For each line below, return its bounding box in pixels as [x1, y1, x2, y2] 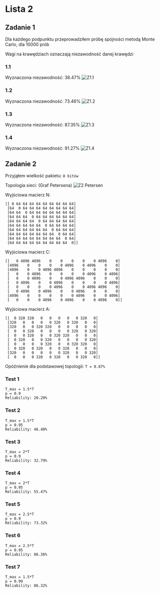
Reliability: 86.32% [5, 583, 48, 589]
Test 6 [5, 532, 21, 539]
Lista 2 [5, 3, 34, 15]
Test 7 [5, 563, 20, 570]
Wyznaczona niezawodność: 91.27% [5, 145, 80, 151]
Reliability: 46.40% [5, 426, 48, 432]
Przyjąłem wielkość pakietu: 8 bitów [5, 173, 79, 178]
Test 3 [5, 438, 21, 445]
